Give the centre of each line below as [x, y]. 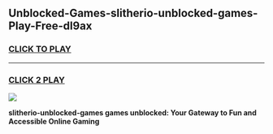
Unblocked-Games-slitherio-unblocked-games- [133, 13]
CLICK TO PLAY [40, 50]
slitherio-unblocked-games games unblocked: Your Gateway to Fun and [133, 112]
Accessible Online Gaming [54, 121]
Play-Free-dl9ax [50, 26]
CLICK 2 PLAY [37, 80]
